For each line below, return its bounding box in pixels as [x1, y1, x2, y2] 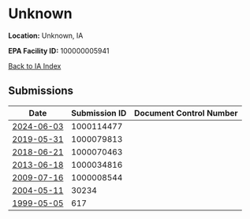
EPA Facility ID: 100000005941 [8, 46, 110, 55]
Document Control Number [133, 107, 238, 118]
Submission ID [70, 107, 127, 118]
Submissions [8, 84, 73, 98]
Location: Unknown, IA [8, 31, 84, 40]
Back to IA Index [8, 61, 62, 71]
